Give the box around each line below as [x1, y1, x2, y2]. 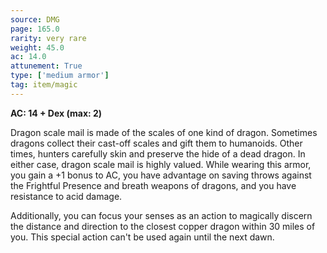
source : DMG [10, 14, 60, 25]
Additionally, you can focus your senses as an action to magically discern [10, 209, 313, 221]
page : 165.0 [10, 24, 60, 34]
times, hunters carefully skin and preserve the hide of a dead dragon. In [10, 147, 306, 160]
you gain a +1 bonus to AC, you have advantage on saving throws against [10, 169, 312, 181]
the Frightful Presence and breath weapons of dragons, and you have [10, 179, 297, 191]
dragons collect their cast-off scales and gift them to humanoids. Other [10, 137, 303, 149]
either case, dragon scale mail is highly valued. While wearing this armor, [10, 158, 312, 170]
